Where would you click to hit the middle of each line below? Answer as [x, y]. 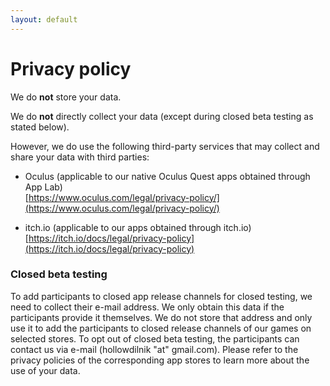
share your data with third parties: [80, 157]
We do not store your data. [66, 97]
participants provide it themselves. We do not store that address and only [161, 317]
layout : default [44, 19]
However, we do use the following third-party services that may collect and [165, 146]
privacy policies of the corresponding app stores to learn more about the [160, 360]
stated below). [40, 127]
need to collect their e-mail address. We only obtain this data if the [147, 307]
